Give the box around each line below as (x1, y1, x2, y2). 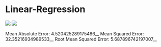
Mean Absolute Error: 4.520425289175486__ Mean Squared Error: (5, 30, 144, 36)
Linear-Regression (5, 4, 86, 15)
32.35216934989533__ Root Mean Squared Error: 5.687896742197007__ (5, 36, 157, 42)
